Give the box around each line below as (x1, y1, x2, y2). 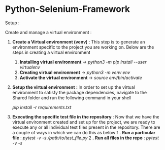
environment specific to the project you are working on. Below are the (12, 44, 154, 50)
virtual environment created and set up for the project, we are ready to (12, 119, 156, 125)
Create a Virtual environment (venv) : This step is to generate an (12, 38, 145, 45)
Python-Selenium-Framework (5, 3, 131, 15)
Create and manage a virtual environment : (5, 29, 92, 35)
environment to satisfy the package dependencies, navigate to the (12, 89, 147, 95)
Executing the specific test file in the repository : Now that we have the (12, 113, 160, 119)
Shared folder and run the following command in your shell (12, 95, 132, 101)
